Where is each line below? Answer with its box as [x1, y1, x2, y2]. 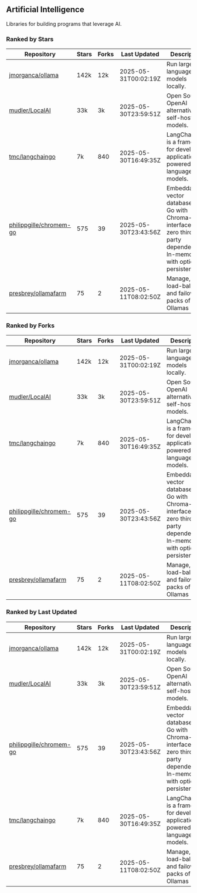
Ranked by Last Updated [6, 608, 77, 616]
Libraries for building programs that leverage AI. [6, 20, 122, 27]
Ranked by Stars [6, 35, 54, 43]
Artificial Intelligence [6, 5, 84, 15]
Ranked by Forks [6, 321, 55, 330]
